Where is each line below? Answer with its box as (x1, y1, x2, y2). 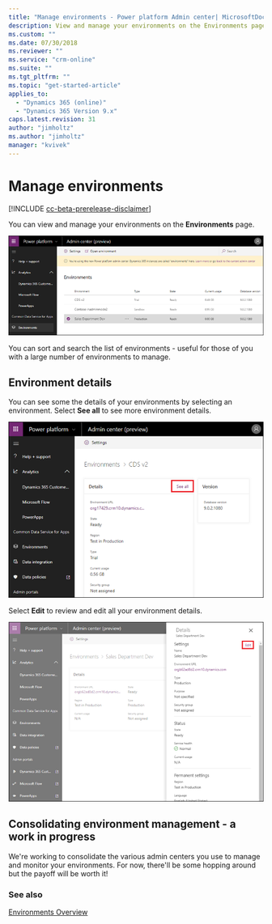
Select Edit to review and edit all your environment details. (8, 605, 202, 615)
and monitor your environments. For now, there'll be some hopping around (8, 860, 257, 870)
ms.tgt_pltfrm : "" (8, 73, 70, 81)
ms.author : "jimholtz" (8, 133, 85, 141)
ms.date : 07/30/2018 (8, 39, 79, 47)
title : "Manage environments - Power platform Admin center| (8, 13, 219, 21)
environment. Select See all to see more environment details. (8, 405, 212, 416)
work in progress (8, 830, 96, 844)
